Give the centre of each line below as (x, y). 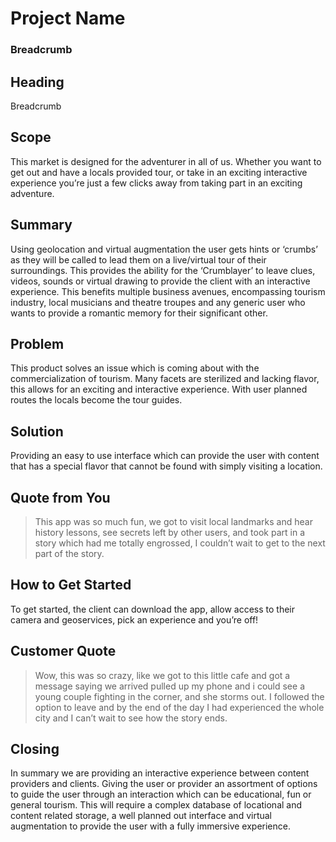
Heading (37, 82)
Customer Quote (63, 651)
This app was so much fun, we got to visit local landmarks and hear (173, 521)
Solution (37, 431)
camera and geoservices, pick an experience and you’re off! (134, 619)
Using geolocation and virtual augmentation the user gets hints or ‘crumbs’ (164, 249)
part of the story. (69, 553)
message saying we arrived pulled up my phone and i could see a (169, 686)
